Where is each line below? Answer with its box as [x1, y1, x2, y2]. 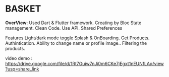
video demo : [5, 55, 33, 61]
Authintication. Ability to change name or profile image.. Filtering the [5, 40, 147, 46]
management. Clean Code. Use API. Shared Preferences [5, 25, 123, 31]
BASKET [5, 3, 41, 15]
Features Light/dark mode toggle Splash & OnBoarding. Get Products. [5, 35, 150, 41]
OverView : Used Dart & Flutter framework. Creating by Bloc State [5, 20, 142, 26]
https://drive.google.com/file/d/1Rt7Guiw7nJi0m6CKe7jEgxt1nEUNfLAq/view [5, 60, 164, 66]
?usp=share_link [5, 66, 39, 72]
